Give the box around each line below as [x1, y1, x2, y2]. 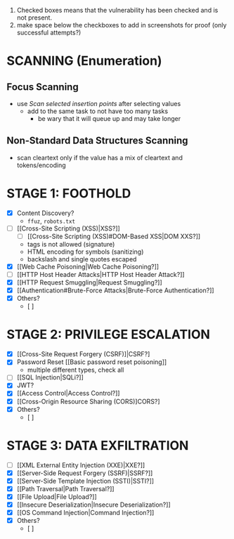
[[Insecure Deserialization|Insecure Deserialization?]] [16, 500, 171, 509]
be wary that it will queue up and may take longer [37, 115, 181, 122]
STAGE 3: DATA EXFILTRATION [6, 437, 189, 453]
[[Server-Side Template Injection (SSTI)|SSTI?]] [16, 476, 155, 485]
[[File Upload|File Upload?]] [16, 492, 98, 501]
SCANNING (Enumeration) [6, 53, 162, 69]
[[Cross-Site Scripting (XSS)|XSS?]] [16, 224, 120, 233]
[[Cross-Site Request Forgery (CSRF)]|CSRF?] [16, 350, 150, 358]
